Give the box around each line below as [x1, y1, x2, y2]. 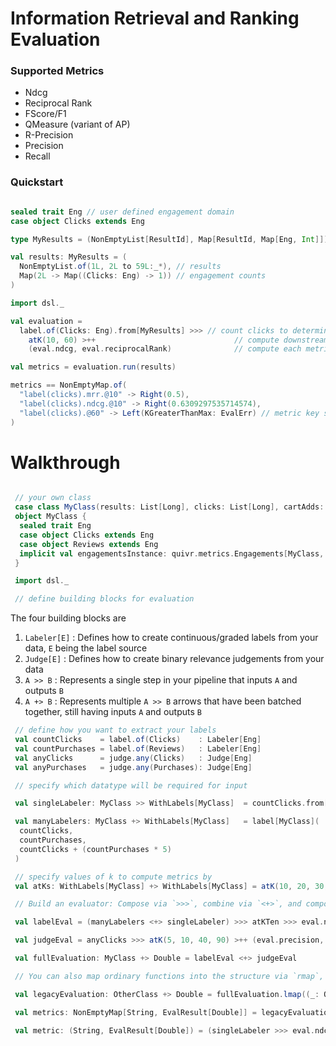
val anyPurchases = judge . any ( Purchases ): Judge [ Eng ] [14, 762, 253, 772]
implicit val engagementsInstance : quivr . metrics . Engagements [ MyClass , [19, 548, 325, 559]
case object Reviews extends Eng [19, 539, 159, 549]
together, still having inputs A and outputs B [24, 706, 202, 718]
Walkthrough [10, 451, 121, 474]
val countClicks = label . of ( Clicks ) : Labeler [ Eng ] [14, 735, 262, 745]
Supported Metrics [10, 64, 105, 78]
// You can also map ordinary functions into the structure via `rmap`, [14, 971, 325, 981]
